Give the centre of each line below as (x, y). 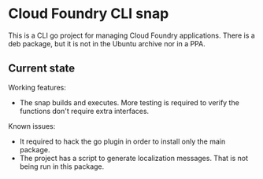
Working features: (37, 87)
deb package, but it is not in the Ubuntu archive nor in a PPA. (107, 43)
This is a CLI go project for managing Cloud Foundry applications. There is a (132, 35)
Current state (42, 69)
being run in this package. (62, 166)
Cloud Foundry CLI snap (89, 14)
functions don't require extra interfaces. (84, 111)
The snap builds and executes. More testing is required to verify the (130, 102)
